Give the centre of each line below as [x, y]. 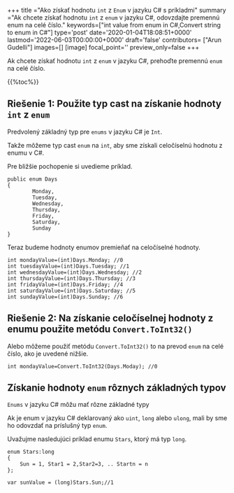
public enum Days [32, 179]
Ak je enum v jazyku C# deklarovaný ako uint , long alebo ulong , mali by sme [117, 418]
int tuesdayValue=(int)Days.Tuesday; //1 [68, 266]
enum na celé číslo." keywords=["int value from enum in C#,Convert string [114, 25]
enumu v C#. [26, 153]
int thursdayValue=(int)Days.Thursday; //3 [72, 278]
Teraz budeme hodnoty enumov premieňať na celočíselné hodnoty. [104, 247]
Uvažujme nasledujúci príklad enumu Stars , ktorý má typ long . [97, 439]
